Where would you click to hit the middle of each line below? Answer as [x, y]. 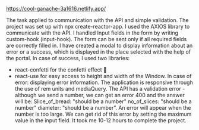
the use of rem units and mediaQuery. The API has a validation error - [100, 89]
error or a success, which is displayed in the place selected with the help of [99, 52]
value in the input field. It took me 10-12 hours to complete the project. [101, 120]
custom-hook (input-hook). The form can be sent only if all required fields [97, 39]
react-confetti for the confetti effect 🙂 [61, 70]
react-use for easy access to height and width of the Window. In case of [103, 76]
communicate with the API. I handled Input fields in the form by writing [92, 33]
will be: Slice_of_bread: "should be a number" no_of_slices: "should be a [103, 101]
